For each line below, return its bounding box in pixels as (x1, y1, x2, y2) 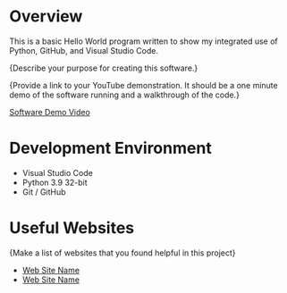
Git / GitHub (21, 186, 66, 197)
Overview (9, 6, 83, 27)
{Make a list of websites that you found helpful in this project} (9, 247, 236, 258)
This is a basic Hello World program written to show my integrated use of (9, 36, 279, 46)
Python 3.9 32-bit (21, 177, 88, 188)
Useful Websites (9, 218, 135, 239)
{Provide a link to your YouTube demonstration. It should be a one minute (9, 80, 279, 90)
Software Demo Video (9, 106, 91, 117)
